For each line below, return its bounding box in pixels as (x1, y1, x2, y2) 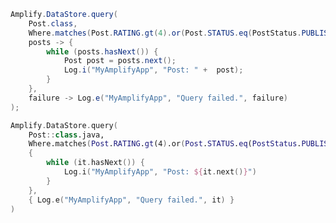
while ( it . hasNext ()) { (46, 158, 145, 168)
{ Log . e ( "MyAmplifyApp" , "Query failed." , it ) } (28, 195, 235, 205)
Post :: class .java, (28, 130, 105, 140)
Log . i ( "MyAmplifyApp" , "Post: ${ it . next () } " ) (63, 167, 257, 177)
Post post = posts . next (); (63, 56, 177, 66)
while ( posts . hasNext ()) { (46, 46, 159, 57)
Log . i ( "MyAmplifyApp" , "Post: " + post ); (63, 65, 244, 75)
